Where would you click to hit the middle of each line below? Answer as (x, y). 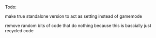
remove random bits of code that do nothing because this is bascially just (78, 25)
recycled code (19, 31)
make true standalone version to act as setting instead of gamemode (74, 16)
